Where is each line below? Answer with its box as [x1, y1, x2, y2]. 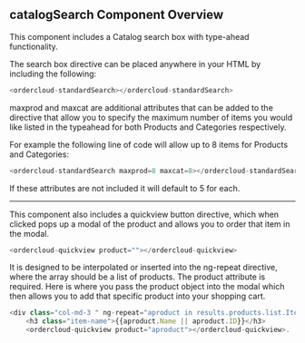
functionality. [9, 41, 59, 52]
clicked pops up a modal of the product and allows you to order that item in [9, 218, 290, 230]
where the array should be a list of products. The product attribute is [9, 271, 266, 282]
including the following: [9, 68, 97, 79]
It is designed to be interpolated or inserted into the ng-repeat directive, [9, 262, 279, 273]
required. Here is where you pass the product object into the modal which [9, 281, 285, 292]
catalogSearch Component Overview [9, 7, 224, 23]
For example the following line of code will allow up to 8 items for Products [9, 139, 289, 150]
